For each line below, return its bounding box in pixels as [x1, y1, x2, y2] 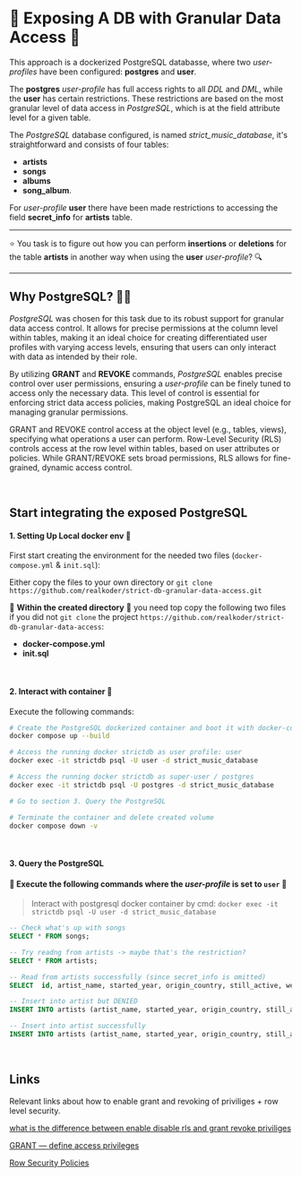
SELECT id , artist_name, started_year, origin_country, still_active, [9, 981, 282, 990]
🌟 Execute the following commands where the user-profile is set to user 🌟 [9, 878, 288, 889]
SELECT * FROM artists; [9, 956, 99, 966]
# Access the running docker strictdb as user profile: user [9, 748, 243, 757]
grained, [9, 461, 40, 473]
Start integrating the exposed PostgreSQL [9, 505, 248, 520]
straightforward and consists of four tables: [9, 139, 169, 150]
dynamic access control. [41, 461, 133, 473]
